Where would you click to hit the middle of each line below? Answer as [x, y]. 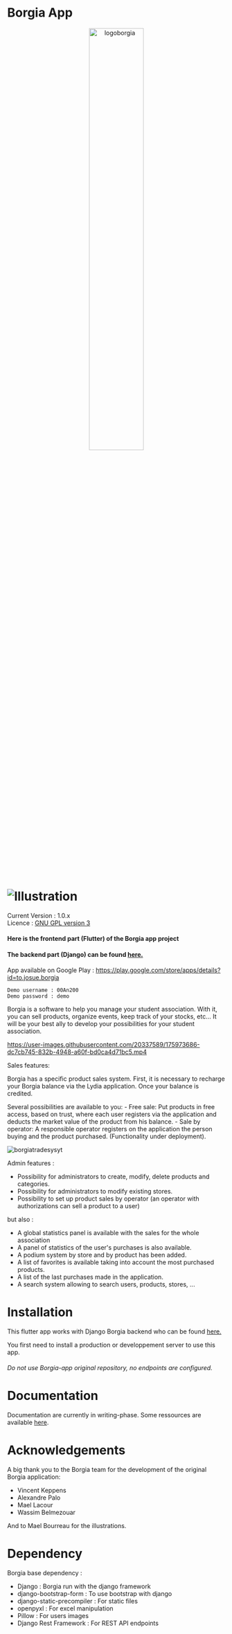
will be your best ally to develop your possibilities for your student [101, 1023]
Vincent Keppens [42, 1491]
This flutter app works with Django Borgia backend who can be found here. [114, 1331]
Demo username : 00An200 [43, 990]
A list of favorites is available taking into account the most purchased [116, 1262]
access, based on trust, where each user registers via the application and [112, 1114]
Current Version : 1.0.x [39, 915]
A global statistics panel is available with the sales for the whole [108, 1232]
